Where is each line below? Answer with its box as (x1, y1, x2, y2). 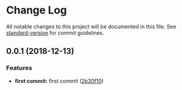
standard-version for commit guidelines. (6, 29, 104, 36)
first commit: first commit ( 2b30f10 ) (14, 77, 104, 84)
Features (6, 64, 33, 72)
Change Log (6, 4, 67, 17)
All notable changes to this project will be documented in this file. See (6, 23, 177, 30)
